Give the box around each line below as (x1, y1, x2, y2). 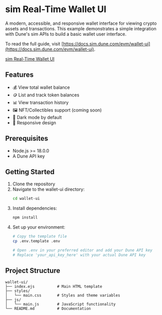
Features (5, 71, 34, 79)
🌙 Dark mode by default (12, 114, 62, 120)
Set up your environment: (12, 224, 65, 230)
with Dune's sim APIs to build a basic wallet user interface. (5, 31, 127, 37)
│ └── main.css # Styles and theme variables (5, 293, 121, 298)
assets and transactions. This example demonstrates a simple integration (5, 25, 157, 31)
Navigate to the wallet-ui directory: (12, 186, 85, 192)
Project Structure (5, 267, 60, 275)
